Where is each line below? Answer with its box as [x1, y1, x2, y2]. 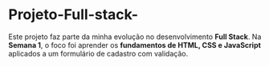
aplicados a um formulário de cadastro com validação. [8, 49, 189, 58]
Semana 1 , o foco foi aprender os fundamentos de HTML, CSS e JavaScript [8, 40, 261, 49]
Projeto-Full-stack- [8, 6, 139, 24]
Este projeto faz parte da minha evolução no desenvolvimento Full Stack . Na [8, 32, 262, 41]
